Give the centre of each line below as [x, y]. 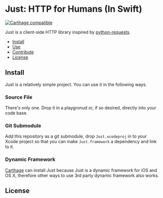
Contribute [23, 52]
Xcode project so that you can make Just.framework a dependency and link [81, 142]
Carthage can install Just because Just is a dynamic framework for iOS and [81, 170]
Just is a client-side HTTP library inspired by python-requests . [68, 32]
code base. [16, 113]
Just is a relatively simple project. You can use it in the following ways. [76, 84]
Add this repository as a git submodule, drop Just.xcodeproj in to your [76, 136]
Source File [19, 97]
